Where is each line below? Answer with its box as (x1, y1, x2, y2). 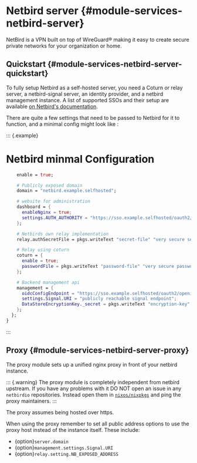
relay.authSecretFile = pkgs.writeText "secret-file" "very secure (16, 236, 185, 242)
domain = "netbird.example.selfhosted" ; (16, 188, 117, 194)
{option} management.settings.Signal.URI (14, 444, 113, 451)
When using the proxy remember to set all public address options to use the (6, 420, 189, 427)
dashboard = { (16, 204, 51, 210)
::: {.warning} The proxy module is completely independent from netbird (6, 378, 180, 385)
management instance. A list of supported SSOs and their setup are (6, 96, 169, 103)
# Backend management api (16, 279, 80, 286)
